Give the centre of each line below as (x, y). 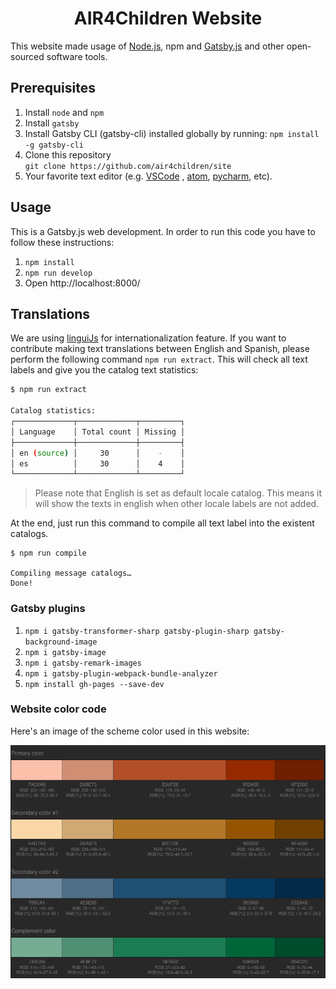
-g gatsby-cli (54, 145)
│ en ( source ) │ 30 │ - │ (98, 453)
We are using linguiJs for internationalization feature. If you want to (148, 338)
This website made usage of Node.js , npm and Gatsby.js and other (147, 46)
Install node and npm (64, 112)
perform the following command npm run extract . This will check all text (159, 359)
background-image (61, 642)
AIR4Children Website (168, 18)
